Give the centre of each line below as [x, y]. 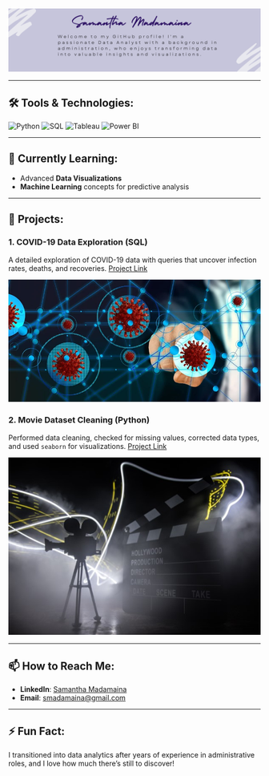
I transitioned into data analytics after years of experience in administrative [131, 754]
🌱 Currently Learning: [63, 159]
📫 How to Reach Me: [61, 666]
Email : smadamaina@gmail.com [73, 698]
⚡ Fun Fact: [37, 732]
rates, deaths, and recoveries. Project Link [78, 268]
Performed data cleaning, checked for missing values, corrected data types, [134, 438]
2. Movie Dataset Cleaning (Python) [79, 420]
